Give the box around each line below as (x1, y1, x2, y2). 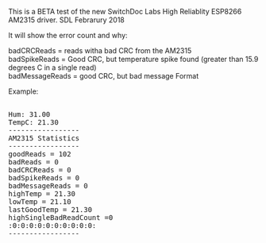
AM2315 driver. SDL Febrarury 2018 (8, 15, 125, 25)
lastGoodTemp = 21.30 (8, 206, 93, 214)
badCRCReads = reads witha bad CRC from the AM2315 (8, 46, 192, 55)
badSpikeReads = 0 (8, 174, 80, 182)
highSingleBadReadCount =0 (8, 214, 114, 222)
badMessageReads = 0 (8, 182, 89, 190)
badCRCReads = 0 (8, 166, 71, 174)
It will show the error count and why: (8, 31, 129, 40)
